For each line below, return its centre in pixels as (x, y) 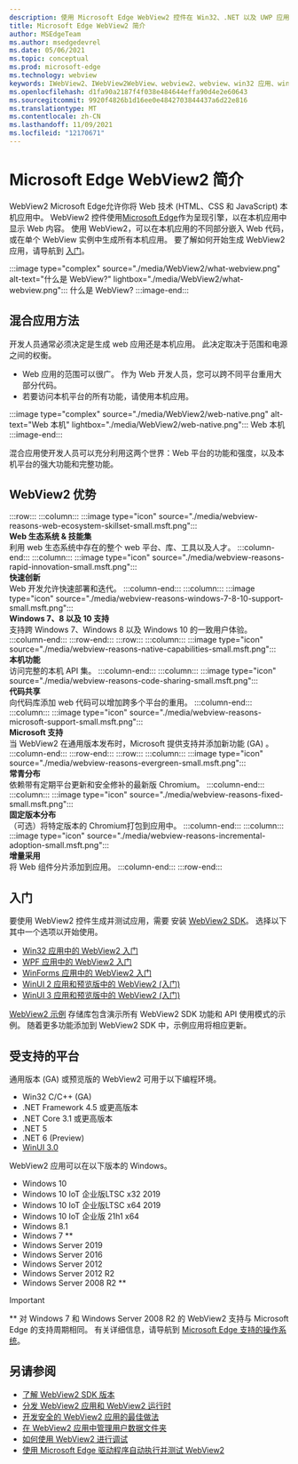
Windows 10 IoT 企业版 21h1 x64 (81, 1216)
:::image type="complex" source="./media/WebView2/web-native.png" (139, 413)
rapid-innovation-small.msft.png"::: (73, 567)
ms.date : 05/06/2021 (47, 51)
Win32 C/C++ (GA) (57, 1097)
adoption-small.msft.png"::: (59, 845)
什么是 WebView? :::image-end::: (129, 290)
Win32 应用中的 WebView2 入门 (80, 951)
